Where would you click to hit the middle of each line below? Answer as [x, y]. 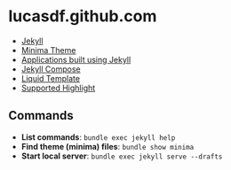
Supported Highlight [58, 88]
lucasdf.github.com [83, 16]
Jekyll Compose [51, 69]
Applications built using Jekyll [76, 59]
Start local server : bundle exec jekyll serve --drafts [122, 156]
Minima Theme [48, 50]
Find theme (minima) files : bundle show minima [108, 146]
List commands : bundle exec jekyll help [98, 137]
